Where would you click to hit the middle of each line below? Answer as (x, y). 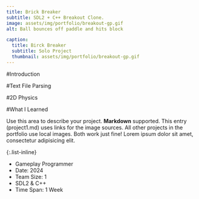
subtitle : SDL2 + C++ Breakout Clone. (55, 18)
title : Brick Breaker (34, 12)
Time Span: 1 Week (39, 189)
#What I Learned (27, 109)
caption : (17, 40)
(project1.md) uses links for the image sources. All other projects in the (95, 127)
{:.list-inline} (22, 152)
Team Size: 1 (31, 177)
